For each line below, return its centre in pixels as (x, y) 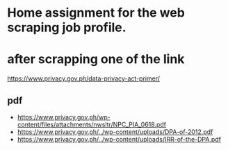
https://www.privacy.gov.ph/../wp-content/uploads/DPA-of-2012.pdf (115, 132)
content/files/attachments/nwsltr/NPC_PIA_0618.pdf (92, 124)
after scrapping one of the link (96, 59)
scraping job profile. (67, 27)
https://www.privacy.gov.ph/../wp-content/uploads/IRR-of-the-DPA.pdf (119, 139)
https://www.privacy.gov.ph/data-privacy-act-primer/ (83, 78)
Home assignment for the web (96, 13)
